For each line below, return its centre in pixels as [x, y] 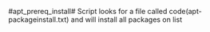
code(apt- [185, 11]
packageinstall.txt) [39, 20]
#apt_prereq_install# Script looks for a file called [88, 11]
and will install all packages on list [126, 20]
